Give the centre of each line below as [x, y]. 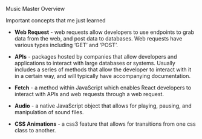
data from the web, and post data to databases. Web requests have [98, 38]
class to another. [35, 130]
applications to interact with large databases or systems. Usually [95, 63]
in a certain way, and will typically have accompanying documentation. [103, 76]
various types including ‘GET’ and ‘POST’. [66, 45]
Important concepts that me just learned [56, 20]
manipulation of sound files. [49, 112]
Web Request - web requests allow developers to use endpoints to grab [104, 32]
